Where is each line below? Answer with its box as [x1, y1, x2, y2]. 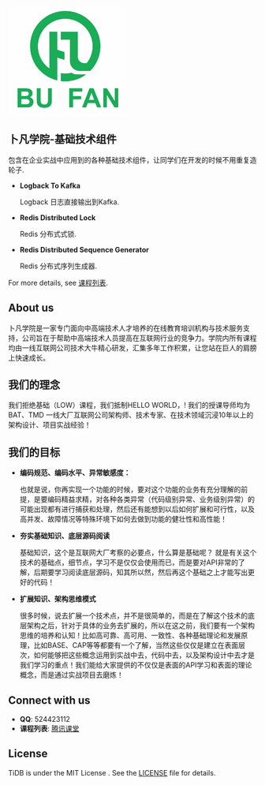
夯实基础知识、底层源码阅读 [19, 531, 110, 540]
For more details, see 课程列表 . [8, 278, 109, 287]
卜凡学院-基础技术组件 [8, 133, 117, 146]
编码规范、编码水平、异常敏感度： [19, 468, 131, 477]
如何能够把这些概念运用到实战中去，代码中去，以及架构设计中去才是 [33, 650, 255, 660]
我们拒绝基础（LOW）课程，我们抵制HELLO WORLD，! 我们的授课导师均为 [8, 401, 251, 410]
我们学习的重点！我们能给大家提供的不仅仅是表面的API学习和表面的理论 [19, 660, 252, 670]
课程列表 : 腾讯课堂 [19, 724, 80, 734]
